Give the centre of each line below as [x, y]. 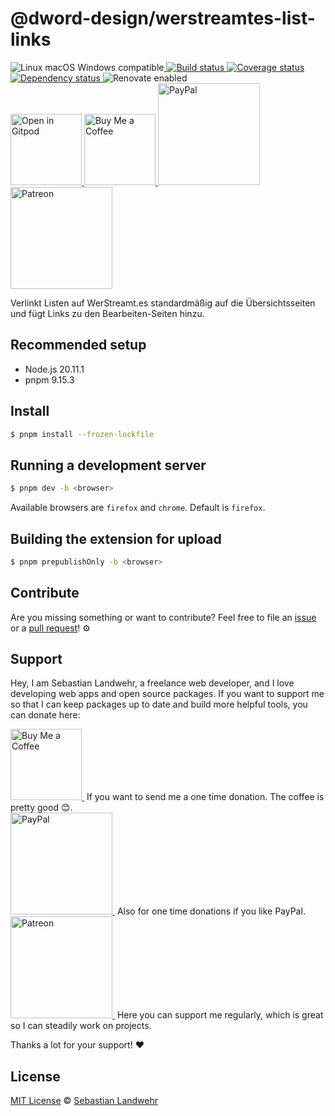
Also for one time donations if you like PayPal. [211, 911]
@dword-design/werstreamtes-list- [163, 18]
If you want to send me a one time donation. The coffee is [205, 797]
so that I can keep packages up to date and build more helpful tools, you [159, 704]
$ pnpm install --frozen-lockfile [82, 434]
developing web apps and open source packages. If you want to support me [167, 694]
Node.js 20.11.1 [54, 369]
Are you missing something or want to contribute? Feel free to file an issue [163, 617]
